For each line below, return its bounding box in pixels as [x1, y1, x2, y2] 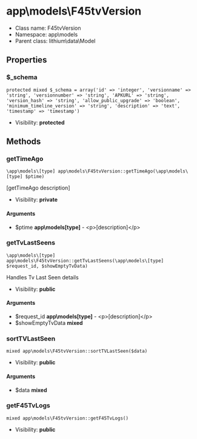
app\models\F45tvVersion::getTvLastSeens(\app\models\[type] [6, 257, 164, 264]
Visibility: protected [15, 118, 65, 126]
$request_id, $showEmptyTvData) [6, 263, 88, 269]
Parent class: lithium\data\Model [15, 37, 96, 44]
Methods [6, 137, 41, 147]
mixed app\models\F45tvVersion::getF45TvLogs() [6, 415, 129, 421]
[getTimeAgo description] [6, 184, 70, 192]
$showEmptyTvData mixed [15, 319, 83, 327]
